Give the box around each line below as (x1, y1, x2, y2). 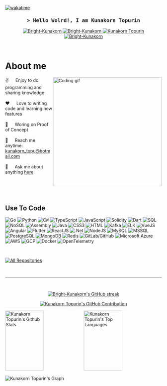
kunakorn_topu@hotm (5, 148, 51, 154)
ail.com (5, 153, 20, 159)
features (5, 111, 22, 117)
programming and (5, 85, 42, 91)
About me (5, 60, 47, 72)
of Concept (5, 127, 28, 133)
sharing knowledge (5, 90, 45, 96)
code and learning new (5, 106, 52, 112)
